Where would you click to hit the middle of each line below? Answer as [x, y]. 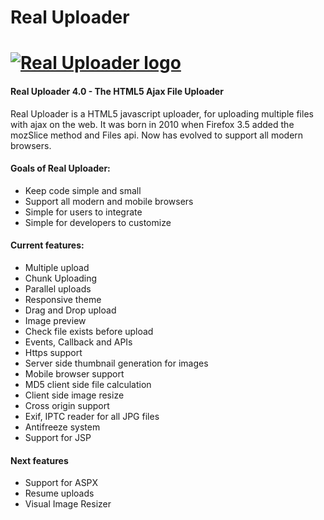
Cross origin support [67, 405]
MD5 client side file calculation [88, 384]
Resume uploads [59, 493]
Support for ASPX [61, 483]
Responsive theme [63, 299]
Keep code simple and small [83, 190]
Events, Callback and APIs [78, 342]
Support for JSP [58, 437]
